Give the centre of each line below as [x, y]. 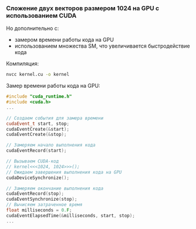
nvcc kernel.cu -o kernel [38, 75]
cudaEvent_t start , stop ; [38, 124]
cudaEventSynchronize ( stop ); [42, 199]
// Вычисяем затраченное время [44, 205]
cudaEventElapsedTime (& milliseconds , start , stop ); [70, 215]
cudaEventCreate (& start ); [38, 129]
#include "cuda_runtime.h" [39, 97]
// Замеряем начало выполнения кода [51, 145]
